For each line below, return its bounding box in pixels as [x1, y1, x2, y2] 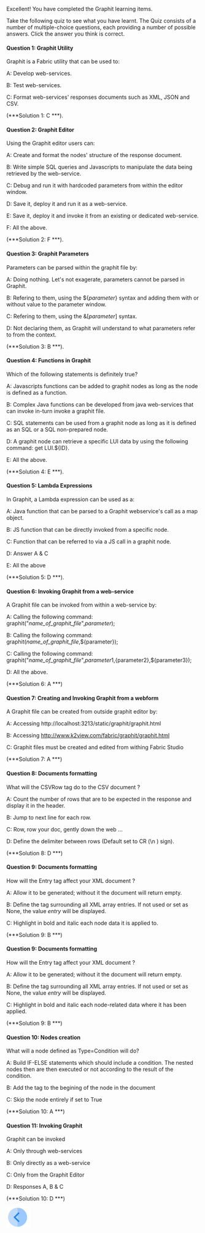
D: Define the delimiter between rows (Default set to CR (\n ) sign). [6, 838, 175, 845]
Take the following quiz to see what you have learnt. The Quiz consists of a [6, 17, 196, 24]
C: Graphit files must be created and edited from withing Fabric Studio [6, 744, 184, 751]
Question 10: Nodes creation [6, 1033, 81, 1041]
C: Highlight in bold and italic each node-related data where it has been [6, 1001, 187, 1009]
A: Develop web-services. [6, 70, 72, 77]
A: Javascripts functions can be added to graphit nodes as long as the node [6, 382, 198, 389]
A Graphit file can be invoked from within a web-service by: [6, 601, 157, 609]
